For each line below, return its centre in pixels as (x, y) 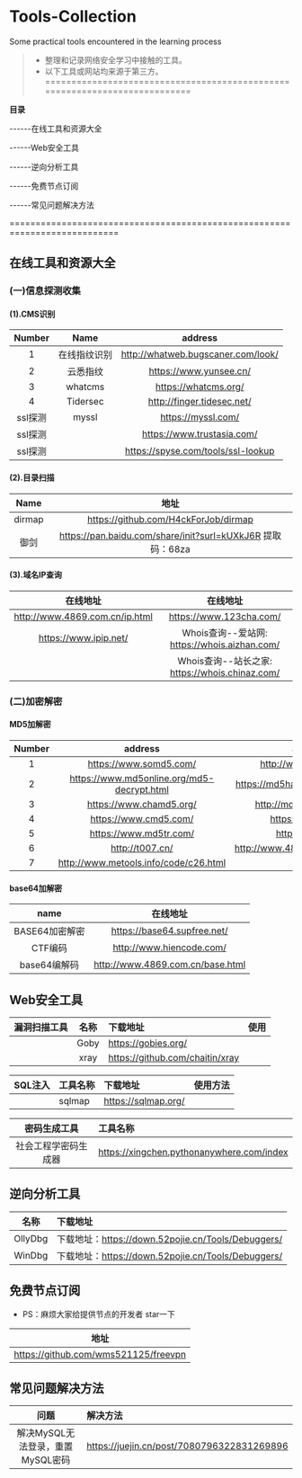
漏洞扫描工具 (41, 1027)
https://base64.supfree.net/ (170, 930)
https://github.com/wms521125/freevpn (100, 1354)
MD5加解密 (30, 725)
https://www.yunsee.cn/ (200, 371)
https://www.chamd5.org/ (142, 804)
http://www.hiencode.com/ (170, 948)
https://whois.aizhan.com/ (225, 645)
